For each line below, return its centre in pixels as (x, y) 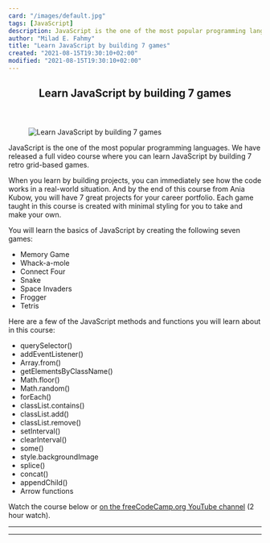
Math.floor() (40, 380)
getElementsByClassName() (66, 371)
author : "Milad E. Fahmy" (51, 38)
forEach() (36, 397)
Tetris (29, 306)
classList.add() (45, 414)
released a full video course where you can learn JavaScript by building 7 (130, 156)
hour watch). (29, 516)
